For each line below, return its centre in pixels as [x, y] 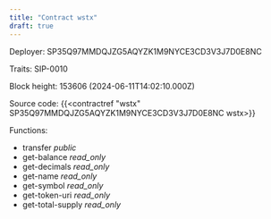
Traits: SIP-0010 [39, 69]
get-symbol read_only [63, 185]
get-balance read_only [64, 156]
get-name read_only [59, 176]
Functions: [29, 130]
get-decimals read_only [66, 166]
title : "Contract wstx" [54, 17]
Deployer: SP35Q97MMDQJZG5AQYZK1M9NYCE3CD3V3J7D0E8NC [135, 51]
